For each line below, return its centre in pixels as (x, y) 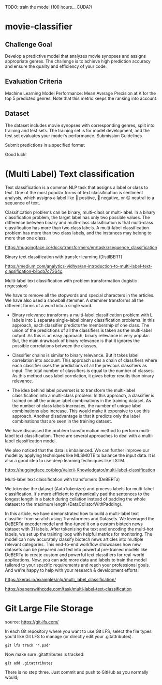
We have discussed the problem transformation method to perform (72, 430)
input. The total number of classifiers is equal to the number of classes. (83, 371)
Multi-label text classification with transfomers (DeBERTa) (62, 479)
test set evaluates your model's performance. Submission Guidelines (74, 136)
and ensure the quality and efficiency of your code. (56, 66)
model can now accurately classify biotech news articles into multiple (74, 539)
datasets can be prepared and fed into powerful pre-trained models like (76, 549)
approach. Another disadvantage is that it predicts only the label (76, 416)
